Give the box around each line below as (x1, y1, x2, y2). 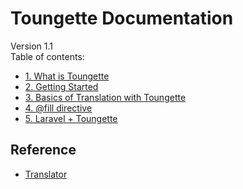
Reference (10, 142, 77, 159)
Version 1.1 (10, 40, 53, 52)
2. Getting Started (24, 80, 99, 92)
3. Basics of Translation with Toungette (24, 91, 187, 103)
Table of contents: (10, 50, 85, 62)
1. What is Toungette (24, 70, 110, 82)
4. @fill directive (24, 102, 93, 114)
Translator (24, 168, 68, 180)
